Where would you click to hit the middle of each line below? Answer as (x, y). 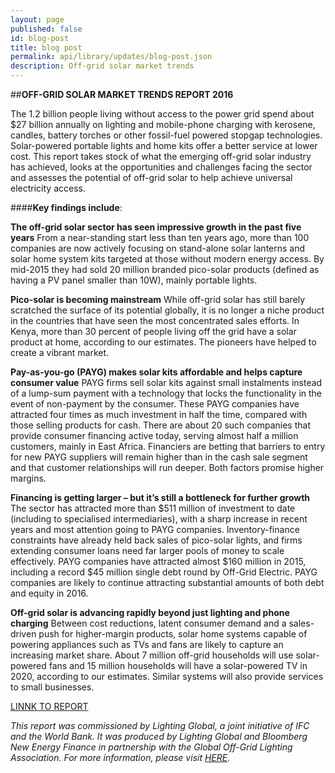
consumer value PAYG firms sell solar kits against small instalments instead (166, 382)
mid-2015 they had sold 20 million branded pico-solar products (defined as (165, 269)
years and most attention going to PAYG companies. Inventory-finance (155, 529)
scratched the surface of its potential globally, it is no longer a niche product (167, 310)
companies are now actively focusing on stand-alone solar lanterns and (158, 248)
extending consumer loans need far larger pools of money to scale (147, 550)
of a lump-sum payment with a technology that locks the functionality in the (166, 393)
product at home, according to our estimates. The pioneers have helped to (163, 342)
